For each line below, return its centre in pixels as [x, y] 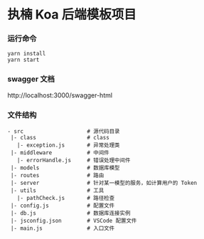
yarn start [23, 60]
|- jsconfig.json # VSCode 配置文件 [74, 221]
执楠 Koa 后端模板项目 [72, 15]
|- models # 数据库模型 [65, 168]
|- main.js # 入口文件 [63, 228]
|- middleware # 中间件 [60, 153]
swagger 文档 [31, 79]
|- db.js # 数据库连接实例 [70, 213]
